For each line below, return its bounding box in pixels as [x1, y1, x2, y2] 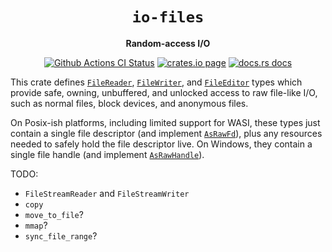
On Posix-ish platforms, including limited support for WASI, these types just [10, 116, 321, 128]
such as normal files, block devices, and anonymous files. [10, 97, 249, 109]
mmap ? [24, 219, 48, 231]
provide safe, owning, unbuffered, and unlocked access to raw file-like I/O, [10, 86, 318, 98]
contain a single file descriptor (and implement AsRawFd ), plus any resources [10, 127, 323, 139]
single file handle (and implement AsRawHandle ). [10, 148, 205, 160]
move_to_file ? [24, 208, 84, 220]
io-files [131, 8, 205, 27]
